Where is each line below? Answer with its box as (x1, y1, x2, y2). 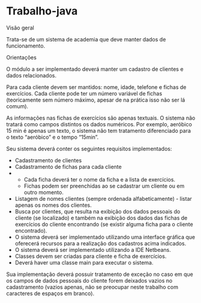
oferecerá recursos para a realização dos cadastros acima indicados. (14, 239, 187, 247)
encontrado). (14, 227, 47, 234)
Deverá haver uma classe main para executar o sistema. (14, 259, 154, 266)
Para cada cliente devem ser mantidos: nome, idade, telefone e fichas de (6, 83, 187, 91)
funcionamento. (6, 42, 46, 49)
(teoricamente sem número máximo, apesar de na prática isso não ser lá (6, 96, 185, 103)
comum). (6, 102, 29, 109)
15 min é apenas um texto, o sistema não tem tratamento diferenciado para (6, 127, 191, 134)
